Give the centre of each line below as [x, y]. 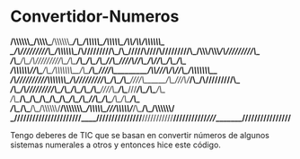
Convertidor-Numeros [95, 17]
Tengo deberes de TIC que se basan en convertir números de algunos [140, 135]
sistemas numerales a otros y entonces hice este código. [115, 145]
